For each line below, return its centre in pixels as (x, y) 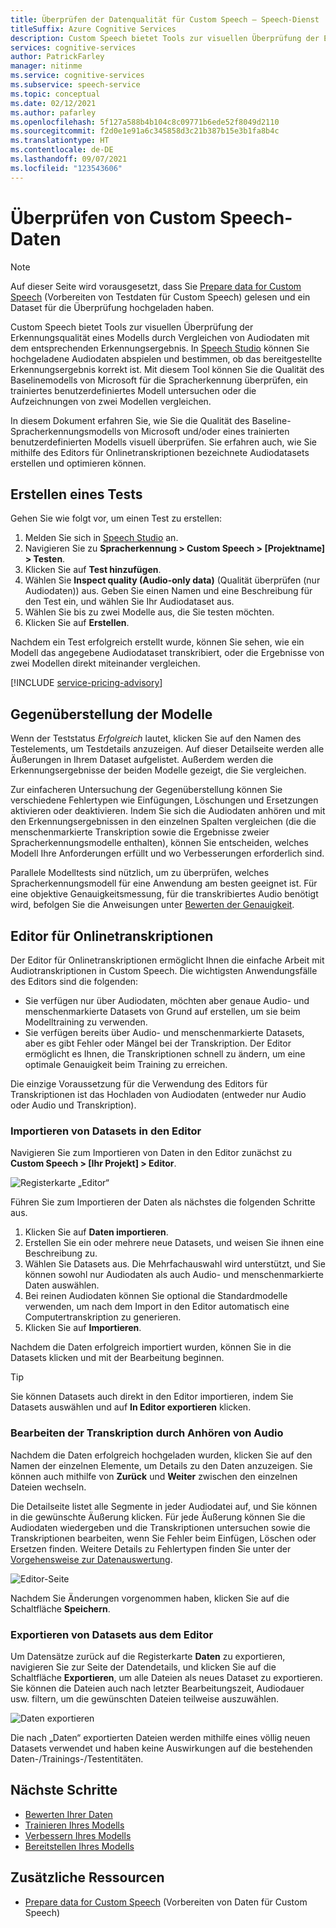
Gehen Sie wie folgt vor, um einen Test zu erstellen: (116, 518)
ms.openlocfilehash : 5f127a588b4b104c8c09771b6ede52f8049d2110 (145, 122)
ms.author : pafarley (53, 112)
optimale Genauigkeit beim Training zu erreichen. (126, 1064)
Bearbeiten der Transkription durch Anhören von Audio (147, 1433)
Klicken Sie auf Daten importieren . (96, 1232)
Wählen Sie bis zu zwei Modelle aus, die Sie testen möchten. (149, 612)
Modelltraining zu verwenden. (86, 1022)
